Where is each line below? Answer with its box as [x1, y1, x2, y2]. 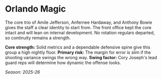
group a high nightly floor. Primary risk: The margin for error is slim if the [5, 49, 151, 55]
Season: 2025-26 [5, 69, 40, 75]
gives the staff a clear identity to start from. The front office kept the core [5, 24, 152, 30]
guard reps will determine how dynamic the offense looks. [5, 60, 121, 65]
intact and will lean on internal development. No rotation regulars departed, [5, 30, 155, 35]
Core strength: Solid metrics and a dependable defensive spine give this [5, 44, 150, 50]
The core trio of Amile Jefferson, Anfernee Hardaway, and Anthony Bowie [5, 19, 152, 25]
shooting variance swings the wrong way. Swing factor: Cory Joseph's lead [5, 54, 157, 60]
